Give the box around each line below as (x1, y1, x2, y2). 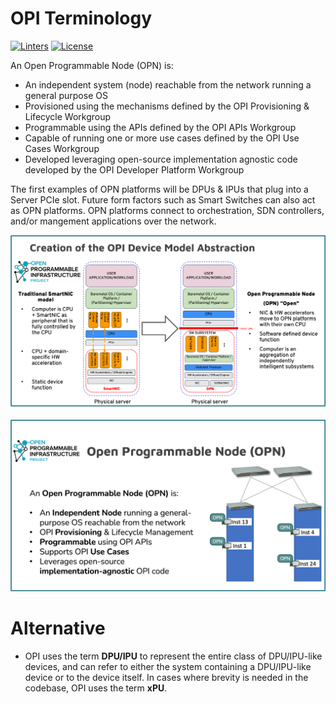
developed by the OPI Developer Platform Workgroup (24, 163, 245, 176)
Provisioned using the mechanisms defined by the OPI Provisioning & (24, 100, 310, 112)
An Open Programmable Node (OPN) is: (10, 59, 174, 71)
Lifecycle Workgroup (24, 110, 112, 122)
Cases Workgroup (24, 142, 100, 154)
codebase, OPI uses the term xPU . (24, 682, 168, 694)
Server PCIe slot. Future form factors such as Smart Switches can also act (10, 193, 316, 206)
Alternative (10, 617, 106, 639)
